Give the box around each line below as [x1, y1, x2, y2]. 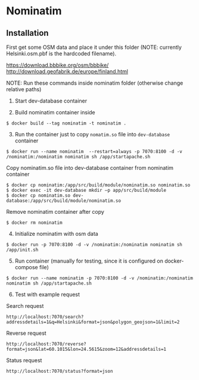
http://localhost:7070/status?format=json [6, 368, 113, 374]
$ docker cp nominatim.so [6, 192, 70, 198]
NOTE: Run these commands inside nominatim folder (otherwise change [6, 79, 184, 86]
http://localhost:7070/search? [6, 314, 84, 320]
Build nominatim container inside [14, 109, 95, 116]
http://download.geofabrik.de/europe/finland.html [6, 68, 128, 75]
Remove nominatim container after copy [6, 208, 104, 215]
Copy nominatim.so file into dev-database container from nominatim [6, 164, 174, 171]
